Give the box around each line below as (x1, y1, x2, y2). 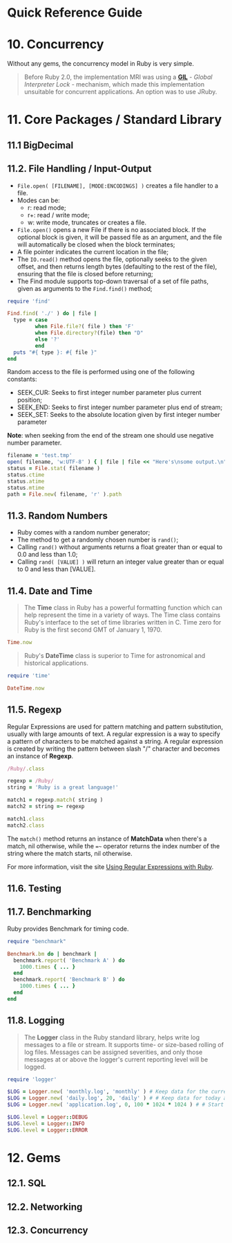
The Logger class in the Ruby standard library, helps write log (23, 1033, 200, 1041)
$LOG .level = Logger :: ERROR (7, 1127, 88, 1134)
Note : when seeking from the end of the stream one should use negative (7, 431, 214, 440)
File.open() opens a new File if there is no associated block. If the (17, 225, 207, 233)
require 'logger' (7, 1075, 57, 1083)
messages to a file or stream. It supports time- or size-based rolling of (23, 1040, 224, 1048)
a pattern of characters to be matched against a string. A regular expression (7, 737, 223, 745)
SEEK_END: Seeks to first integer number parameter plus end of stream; (17, 403, 223, 411)
